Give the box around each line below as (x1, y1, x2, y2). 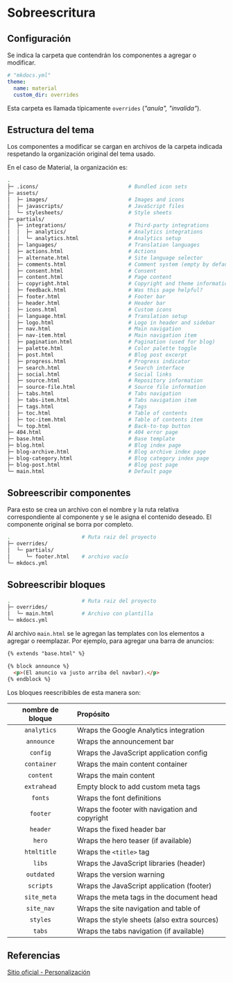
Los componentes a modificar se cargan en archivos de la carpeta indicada (7, 143, 223, 151)
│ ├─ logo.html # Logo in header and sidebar (7, 319, 216, 326)
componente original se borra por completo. (7, 520, 134, 529)
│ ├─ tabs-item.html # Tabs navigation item (7, 397, 197, 404)
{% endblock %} (7, 676, 51, 682)
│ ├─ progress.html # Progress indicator (7, 358, 191, 365)
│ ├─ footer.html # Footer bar (7, 294, 166, 301)
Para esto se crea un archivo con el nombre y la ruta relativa (7, 506, 179, 514)
